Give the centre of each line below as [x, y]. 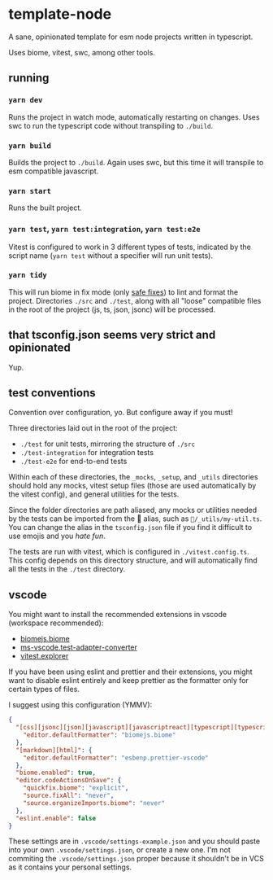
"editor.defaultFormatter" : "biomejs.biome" [100, 735]
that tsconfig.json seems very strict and [112, 335]
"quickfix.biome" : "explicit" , [76, 788]
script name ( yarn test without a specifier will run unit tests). [111, 255]
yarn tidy [28, 275]
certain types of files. [44, 690]
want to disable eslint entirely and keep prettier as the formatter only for [129, 681]
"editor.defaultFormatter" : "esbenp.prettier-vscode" [116, 758]
